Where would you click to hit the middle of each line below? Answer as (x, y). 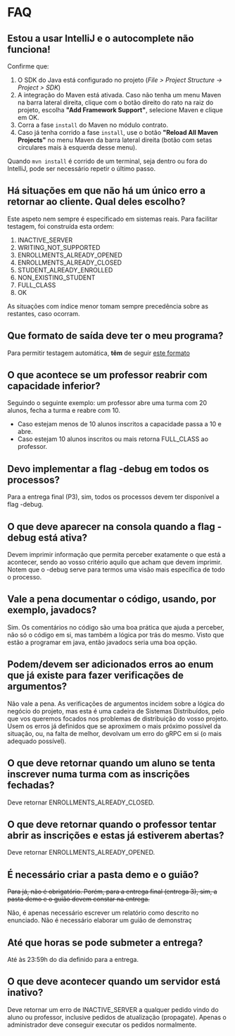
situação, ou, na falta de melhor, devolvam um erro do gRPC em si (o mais (115, 733)
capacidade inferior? (54, 386)
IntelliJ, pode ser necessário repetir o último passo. (82, 169)
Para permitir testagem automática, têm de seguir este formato (99, 353)
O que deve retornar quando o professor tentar (112, 824)
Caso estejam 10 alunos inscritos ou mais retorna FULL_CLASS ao (113, 439)
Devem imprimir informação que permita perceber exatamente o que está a (117, 555)
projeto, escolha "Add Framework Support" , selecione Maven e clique (120, 110)
